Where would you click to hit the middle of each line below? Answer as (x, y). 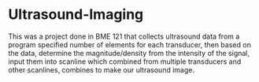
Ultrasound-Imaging (76, 15)
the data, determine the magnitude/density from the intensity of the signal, (129, 53)
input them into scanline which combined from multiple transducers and (125, 61)
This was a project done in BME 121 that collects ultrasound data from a (124, 36)
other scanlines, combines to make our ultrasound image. (102, 69)
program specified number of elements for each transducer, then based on (130, 44)
